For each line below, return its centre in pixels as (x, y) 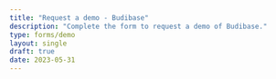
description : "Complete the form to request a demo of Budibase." (138, 26)
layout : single (38, 43)
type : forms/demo (42, 35)
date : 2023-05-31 (42, 60)
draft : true (32, 52)
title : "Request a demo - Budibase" (79, 18)
